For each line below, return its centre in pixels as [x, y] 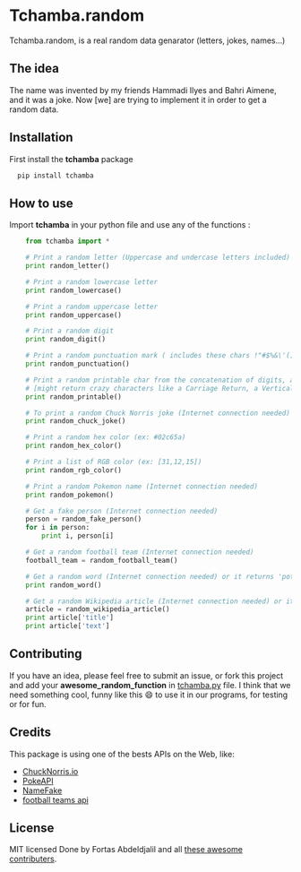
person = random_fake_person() [84, 519]
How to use [41, 203]
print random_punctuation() [77, 364]
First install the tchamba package [71, 159]
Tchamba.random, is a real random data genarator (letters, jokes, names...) [147, 40]
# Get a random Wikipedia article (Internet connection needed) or [154, 601]
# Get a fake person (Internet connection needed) [122, 511]
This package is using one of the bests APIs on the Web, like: [122, 754]
